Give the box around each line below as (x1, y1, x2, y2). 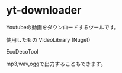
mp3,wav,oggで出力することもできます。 (6, 60, 107, 67)
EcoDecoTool (6, 48, 38, 55)
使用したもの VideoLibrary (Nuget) (6, 36, 91, 43)
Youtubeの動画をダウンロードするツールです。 (6, 24, 120, 31)
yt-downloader (6, 4, 82, 17)
